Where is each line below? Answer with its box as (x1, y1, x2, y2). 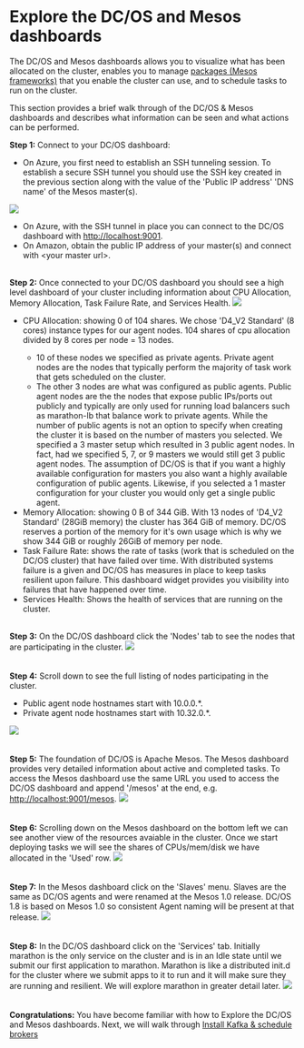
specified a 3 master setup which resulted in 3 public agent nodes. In (35, 438, 295, 449)
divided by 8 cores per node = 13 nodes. (22, 334, 174, 345)
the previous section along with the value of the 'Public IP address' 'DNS (22, 176, 294, 187)
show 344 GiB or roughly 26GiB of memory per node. (22, 535, 223, 547)
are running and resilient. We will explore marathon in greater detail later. (9, 980, 281, 991)
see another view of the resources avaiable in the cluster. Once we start (9, 831, 279, 842)
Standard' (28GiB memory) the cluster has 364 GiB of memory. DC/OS (22, 516, 287, 527)
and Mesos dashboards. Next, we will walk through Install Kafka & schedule (9, 1019, 292, 1030)
